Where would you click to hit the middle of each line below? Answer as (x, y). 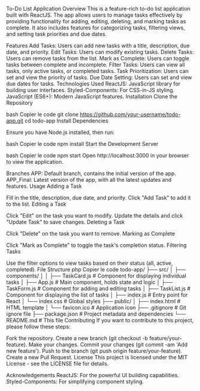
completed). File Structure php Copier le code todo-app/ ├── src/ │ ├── (96, 269)
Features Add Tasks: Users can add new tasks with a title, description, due (98, 45)
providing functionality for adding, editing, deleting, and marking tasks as (96, 21)
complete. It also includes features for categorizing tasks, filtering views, (96, 28)
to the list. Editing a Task (36, 204)
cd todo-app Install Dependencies (67, 121)
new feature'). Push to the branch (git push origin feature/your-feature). (94, 351)
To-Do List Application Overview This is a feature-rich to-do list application (99, 9)
